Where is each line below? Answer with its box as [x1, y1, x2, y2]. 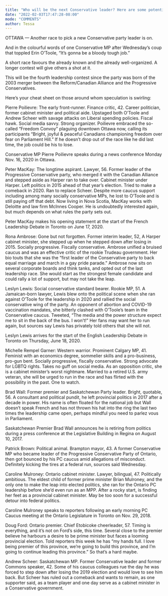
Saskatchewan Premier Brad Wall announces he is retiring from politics [5, 425, 151, 431]
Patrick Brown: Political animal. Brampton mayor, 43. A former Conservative [5, 446, 161, 452]
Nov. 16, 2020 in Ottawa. [5, 157, 56, 163]
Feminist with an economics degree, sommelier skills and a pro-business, [5, 353, 156, 359]
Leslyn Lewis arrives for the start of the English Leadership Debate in [5, 333, 147, 339]
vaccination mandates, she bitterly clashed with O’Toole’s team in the [5, 307, 148, 313]
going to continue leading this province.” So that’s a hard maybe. [5, 549, 138, 555]
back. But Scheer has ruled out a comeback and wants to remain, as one [5, 575, 155, 581]
